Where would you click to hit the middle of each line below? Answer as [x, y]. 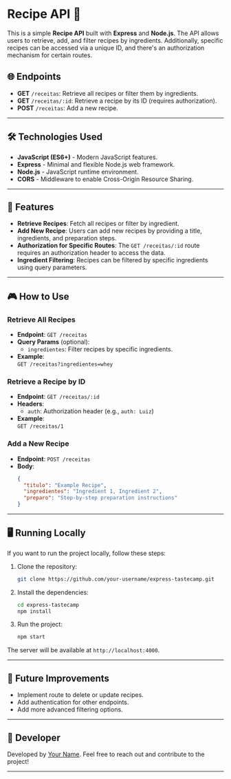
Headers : [31, 404]
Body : [26, 466]
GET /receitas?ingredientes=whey [65, 364]
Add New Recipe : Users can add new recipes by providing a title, [110, 231]
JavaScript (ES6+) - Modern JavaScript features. [87, 157]
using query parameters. [52, 267]
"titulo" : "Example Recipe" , [65, 485]
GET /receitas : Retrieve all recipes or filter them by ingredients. [108, 93]
